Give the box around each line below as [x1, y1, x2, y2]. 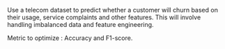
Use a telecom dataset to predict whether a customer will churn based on [7, 6, 218, 14]
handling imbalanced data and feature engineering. [7, 21, 155, 28]
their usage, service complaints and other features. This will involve [7, 13, 201, 21]
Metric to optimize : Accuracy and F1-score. [7, 34, 133, 42]
